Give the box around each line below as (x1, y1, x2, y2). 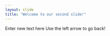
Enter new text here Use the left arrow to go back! (5, 25, 106, 31)
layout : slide (5, 7, 34, 12)
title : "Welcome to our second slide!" (5, 12, 87, 17)
